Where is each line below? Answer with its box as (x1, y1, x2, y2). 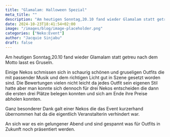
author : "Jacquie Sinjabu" (5, 36, 62, 41)
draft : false (5, 40, 33, 45)
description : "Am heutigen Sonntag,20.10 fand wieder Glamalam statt (5, 17, 155, 22)
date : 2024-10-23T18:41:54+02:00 (5, 21, 76, 27)
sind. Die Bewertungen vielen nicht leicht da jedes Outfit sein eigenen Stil (5, 80, 158, 86)
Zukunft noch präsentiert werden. (5, 126, 75, 132)
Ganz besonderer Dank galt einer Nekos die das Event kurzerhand (5, 105, 143, 111)
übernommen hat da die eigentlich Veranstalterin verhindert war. (5, 111, 140, 117)
